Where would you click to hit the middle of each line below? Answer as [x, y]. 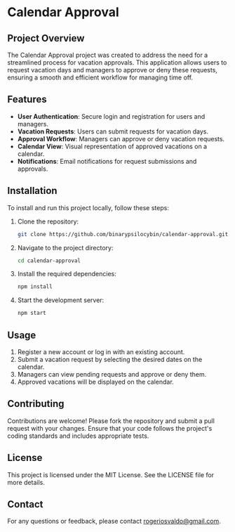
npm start [32, 313]
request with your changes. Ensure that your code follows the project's [110, 428]
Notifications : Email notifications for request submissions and [107, 161]
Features [27, 99]
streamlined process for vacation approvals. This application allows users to [117, 63]
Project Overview [46, 38]
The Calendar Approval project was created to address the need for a [108, 55]
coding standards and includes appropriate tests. [78, 436]
